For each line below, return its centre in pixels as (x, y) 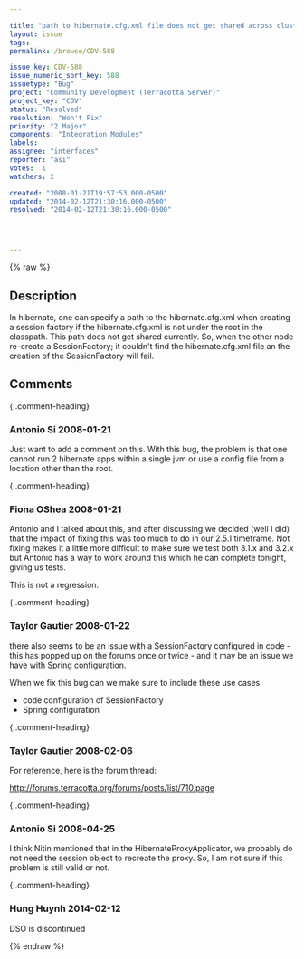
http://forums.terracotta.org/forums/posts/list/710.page (112, 787)
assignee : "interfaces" (54, 152)
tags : (19, 43)
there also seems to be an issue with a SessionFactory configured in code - (150, 646)
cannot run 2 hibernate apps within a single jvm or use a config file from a (147, 459)
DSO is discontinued (47, 928)
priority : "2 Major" (48, 126)
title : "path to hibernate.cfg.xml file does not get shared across (141, 25)
